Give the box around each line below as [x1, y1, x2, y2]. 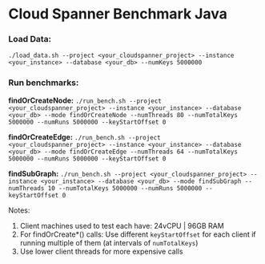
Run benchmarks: [8, 77, 79, 88]
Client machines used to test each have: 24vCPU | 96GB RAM [19, 221, 224, 230]
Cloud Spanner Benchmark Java [8, 5, 228, 23]
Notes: [8, 205, 30, 215]
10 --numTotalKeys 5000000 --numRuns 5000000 [47, 184, 203, 193]
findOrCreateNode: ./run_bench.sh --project [8, 95, 163, 105]
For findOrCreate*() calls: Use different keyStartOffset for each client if [19, 229, 256, 239]
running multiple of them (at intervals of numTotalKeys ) [19, 238, 199, 247]
